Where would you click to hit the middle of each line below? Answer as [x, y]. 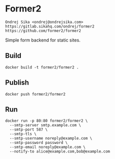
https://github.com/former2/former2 [43, 30]
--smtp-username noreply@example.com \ [51, 138]
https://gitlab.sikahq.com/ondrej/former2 [50, 26]
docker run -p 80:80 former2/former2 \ [47, 121]
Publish [17, 83]
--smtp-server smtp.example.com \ [45, 125]
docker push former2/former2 [35, 94]
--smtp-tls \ [23, 134]
